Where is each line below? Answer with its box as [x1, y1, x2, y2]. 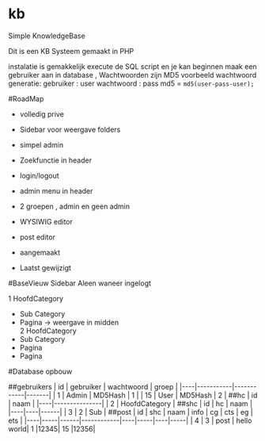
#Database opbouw [8, 366, 73, 376]
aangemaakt [19, 247, 61, 257]
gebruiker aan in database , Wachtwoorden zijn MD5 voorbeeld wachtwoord [8, 70, 257, 79]
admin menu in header [19, 186, 93, 195]
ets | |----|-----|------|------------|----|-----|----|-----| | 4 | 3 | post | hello [8, 416, 252, 425]
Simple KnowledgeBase [8, 31, 85, 40]
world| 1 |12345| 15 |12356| [8, 424, 96, 433]
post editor [19, 232, 55, 242]
